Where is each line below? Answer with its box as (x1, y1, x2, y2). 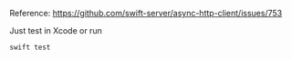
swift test (9, 43, 51, 52)
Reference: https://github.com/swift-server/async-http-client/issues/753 (9, 8, 283, 18)
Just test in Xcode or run (9, 25, 102, 35)
